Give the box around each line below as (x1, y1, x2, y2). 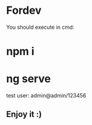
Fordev (6, 4, 42, 17)
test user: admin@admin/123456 (6, 92, 87, 99)
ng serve (6, 72, 51, 86)
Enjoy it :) (6, 109, 42, 120)
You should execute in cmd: (6, 23, 75, 31)
